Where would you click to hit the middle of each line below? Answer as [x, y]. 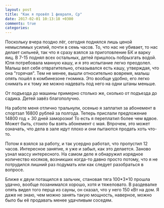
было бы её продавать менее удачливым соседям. [59, 200]
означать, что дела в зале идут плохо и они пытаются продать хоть [76, 129]
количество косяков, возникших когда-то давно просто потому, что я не [82, 159]
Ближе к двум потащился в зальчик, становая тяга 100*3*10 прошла [78, 179]
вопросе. [15, 170]
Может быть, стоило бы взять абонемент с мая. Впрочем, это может [78, 124]
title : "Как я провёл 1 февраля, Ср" [44, 14]
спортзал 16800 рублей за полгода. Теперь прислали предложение [76, 113]
